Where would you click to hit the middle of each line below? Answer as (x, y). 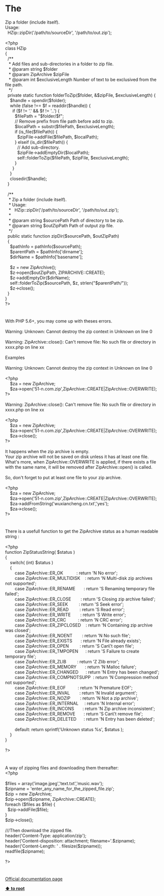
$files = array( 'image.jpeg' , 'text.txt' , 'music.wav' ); (55, 783)
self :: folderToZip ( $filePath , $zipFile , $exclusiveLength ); (73, 158)
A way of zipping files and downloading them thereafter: (62, 768)
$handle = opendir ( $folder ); (38, 100)
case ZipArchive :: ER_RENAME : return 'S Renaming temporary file (84, 589)
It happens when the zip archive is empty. (47, 452)
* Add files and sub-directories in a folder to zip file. (61, 64)
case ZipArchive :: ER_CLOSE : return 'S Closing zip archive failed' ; (85, 599)
